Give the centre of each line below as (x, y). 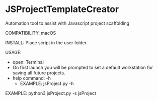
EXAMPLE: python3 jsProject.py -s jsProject (51, 93)
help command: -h (32, 78)
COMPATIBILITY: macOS (31, 33)
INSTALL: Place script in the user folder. (47, 42)
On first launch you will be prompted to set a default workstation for (83, 67)
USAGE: (13, 52)
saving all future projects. (39, 73)
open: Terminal (28, 62)
